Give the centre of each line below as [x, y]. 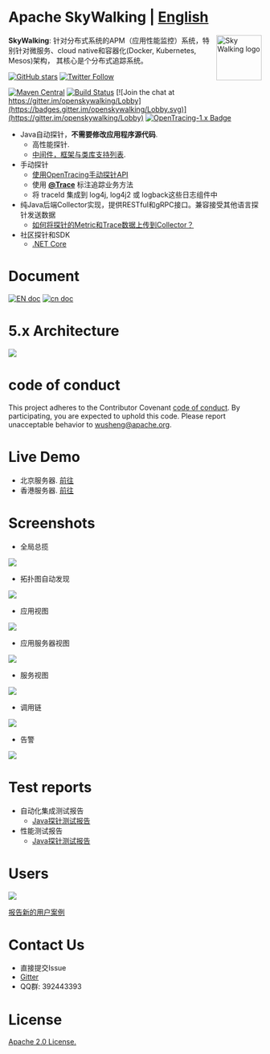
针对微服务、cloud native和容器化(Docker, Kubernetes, [106, 50]
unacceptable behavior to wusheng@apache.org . [90, 424]
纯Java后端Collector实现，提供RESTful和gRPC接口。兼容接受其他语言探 [139, 204]
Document [44, 276]
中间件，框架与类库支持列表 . [79, 154]
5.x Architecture [64, 331]
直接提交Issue [43, 968]
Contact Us [47, 945]
